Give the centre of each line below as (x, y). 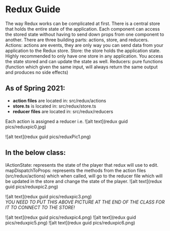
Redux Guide (33, 9)
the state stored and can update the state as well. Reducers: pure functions (84, 61)
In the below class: (36, 153)
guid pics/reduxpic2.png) (32, 187)
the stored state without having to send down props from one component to (85, 34)
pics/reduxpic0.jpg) (26, 126)
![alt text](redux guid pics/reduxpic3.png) (49, 196)
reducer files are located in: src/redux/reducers (63, 111)
